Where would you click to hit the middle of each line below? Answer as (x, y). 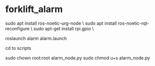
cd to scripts (18, 48)
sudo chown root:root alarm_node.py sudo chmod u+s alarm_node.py (78, 58)
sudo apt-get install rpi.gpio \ (64, 28)
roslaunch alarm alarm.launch (36, 38)
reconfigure (17, 28)
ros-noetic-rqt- (134, 23)
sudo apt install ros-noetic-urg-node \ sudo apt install (61, 23)
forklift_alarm (34, 9)
